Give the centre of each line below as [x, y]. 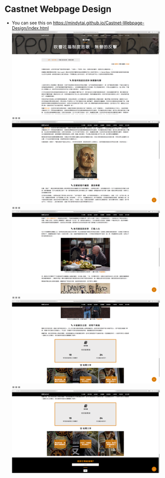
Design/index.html [30, 28]
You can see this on [32, 23]
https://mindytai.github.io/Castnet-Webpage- [99, 23]
